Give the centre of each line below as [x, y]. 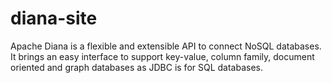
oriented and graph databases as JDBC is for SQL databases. [137, 67]
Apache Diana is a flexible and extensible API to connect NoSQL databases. [166, 46]
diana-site [54, 18]
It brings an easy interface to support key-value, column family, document [162, 56]
